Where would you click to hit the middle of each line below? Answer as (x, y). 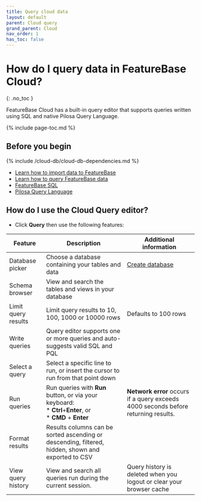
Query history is (149, 466)
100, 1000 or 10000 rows (83, 317)
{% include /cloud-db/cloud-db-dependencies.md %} (73, 161)
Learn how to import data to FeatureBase (65, 172)
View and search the (75, 281)
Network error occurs (158, 391)
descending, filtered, (75, 442)
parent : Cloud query (32, 23)
